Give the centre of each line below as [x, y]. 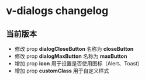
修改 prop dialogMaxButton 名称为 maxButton [71, 56]
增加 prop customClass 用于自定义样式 [62, 71]
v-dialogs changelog [57, 11]
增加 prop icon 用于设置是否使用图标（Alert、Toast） [79, 63]
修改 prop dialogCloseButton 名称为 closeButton [74, 49]
